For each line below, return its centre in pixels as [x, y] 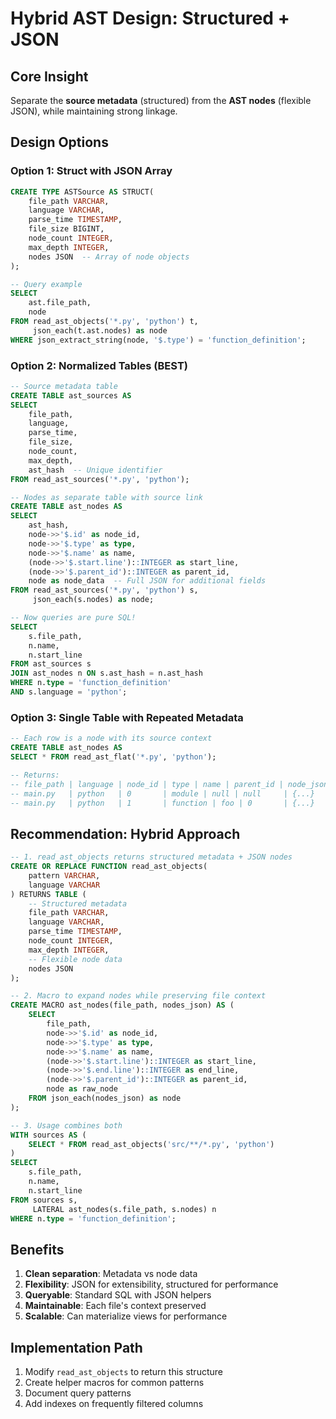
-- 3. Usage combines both [66, 1125]
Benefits [37, 1249]
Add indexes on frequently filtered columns [114, 1404]
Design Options [59, 142]
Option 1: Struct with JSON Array [91, 171]
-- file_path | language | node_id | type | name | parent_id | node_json [169, 784]
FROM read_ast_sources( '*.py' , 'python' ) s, [104, 590]
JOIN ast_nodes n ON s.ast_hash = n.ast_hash [106, 673]
